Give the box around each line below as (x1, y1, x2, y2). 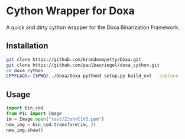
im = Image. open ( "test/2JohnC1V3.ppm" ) (6, 116, 105, 122)
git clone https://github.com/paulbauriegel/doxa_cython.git (6, 62, 160, 68)
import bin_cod (6, 105, 44, 111)
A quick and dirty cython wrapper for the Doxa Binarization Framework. (6, 24, 180, 31)
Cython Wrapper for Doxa (6, 4, 135, 18)
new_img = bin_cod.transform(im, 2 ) (6, 121, 96, 128)
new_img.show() (6, 127, 44, 133)
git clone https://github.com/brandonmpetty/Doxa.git (6, 56, 142, 63)
